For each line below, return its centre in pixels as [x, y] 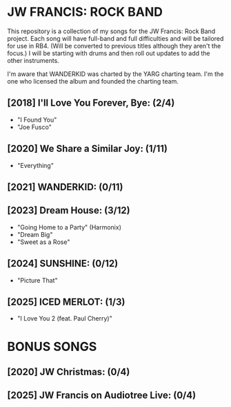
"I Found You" [37, 120]
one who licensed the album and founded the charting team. [93, 81]
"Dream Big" [35, 234]
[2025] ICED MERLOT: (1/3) [66, 302]
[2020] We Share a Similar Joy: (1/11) [87, 149]
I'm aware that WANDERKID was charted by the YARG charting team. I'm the [115, 74]
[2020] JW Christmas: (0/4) [69, 371]
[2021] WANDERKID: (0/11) [65, 187]
